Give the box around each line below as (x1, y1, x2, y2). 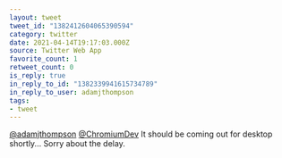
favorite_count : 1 (9, 54, 78, 63)
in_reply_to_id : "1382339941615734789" (9, 79, 158, 88)
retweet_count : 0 (9, 63, 74, 72)
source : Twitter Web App (9, 46, 102, 55)
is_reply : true (9, 71, 66, 80)
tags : (9, 96, 30, 105)
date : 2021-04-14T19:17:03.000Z (9, 37, 130, 47)
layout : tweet (9, 12, 63, 22)
